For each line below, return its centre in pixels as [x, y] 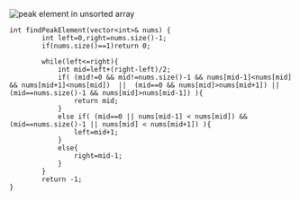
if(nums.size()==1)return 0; [96, 46]
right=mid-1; [98, 156]
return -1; [62, 179]
